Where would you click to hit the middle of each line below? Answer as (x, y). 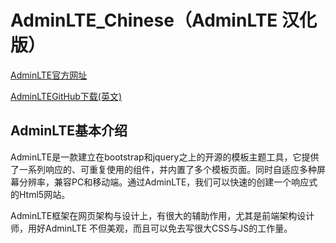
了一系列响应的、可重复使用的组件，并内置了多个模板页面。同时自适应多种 (163, 169)
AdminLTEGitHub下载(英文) (66, 96)
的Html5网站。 (40, 194)
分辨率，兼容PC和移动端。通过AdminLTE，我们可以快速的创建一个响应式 (168, 182)
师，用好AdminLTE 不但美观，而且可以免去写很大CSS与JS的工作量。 (151, 228)
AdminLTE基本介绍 (69, 131)
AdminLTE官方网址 (49, 75)
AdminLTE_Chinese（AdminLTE (144, 20)
